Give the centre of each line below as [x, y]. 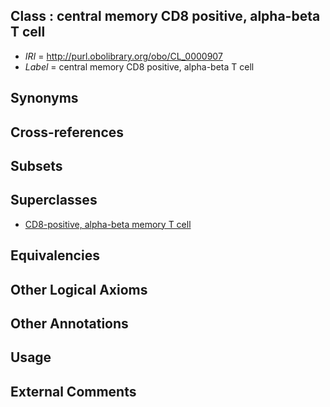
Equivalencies [55, 255]
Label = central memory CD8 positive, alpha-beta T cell [139, 66]
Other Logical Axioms [79, 289]
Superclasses [54, 200]
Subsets [36, 165]
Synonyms [44, 98]
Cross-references [67, 132]
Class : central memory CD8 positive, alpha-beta [165, 16]
